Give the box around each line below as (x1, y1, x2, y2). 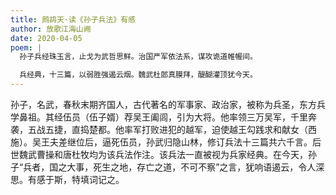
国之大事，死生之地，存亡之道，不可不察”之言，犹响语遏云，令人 (49, 161, 317, 173)
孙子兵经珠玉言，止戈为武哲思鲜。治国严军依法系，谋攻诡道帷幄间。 (19, 52, 258, 62)
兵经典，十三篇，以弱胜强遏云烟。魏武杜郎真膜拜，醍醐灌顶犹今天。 (19, 70, 258, 80)
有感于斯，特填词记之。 (27, 174, 125, 185)
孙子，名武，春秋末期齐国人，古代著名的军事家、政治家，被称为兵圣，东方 (10, 99, 317, 110)
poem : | (10, 42, 43, 53)
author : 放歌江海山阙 (10, 24, 92, 34)
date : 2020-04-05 (10, 33, 83, 43)
